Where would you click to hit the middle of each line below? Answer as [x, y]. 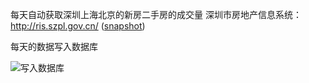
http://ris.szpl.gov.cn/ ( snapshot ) [78, 26]
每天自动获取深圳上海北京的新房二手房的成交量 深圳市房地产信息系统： [156, 14]
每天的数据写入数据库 [54, 46]
